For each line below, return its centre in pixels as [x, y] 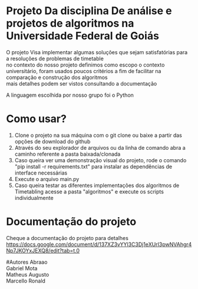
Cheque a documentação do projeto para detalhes [67, 238]
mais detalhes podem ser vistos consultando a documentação [82, 83]
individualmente [34, 198]
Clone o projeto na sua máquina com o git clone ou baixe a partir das [98, 135]
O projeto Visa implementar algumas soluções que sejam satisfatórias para [97, 52]
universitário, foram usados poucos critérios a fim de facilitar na [84, 71]
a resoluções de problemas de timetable [55, 58]
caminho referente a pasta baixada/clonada [67, 154]
